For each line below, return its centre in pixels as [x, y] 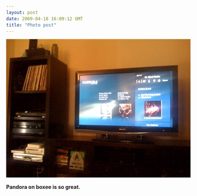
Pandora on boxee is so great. [43, 187]
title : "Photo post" [32, 25]
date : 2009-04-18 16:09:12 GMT [45, 19]
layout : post [22, 12]
